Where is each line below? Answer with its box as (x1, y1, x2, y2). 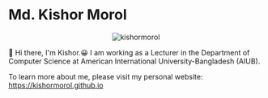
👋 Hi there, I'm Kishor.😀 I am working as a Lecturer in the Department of (8, 47, 250, 57)
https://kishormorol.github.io (8, 80, 104, 90)
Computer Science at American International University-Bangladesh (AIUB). (8, 56, 261, 66)
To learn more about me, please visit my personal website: (8, 71, 203, 81)
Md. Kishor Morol (8, 6, 127, 24)
